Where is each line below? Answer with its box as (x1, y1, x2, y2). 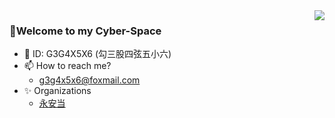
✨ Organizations (23, 85, 92, 97)
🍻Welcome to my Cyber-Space (9, 24, 162, 38)
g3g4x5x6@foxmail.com (38, 74, 141, 86)
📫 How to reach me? (23, 60, 112, 72)
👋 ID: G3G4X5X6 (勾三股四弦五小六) (23, 48, 172, 60)
